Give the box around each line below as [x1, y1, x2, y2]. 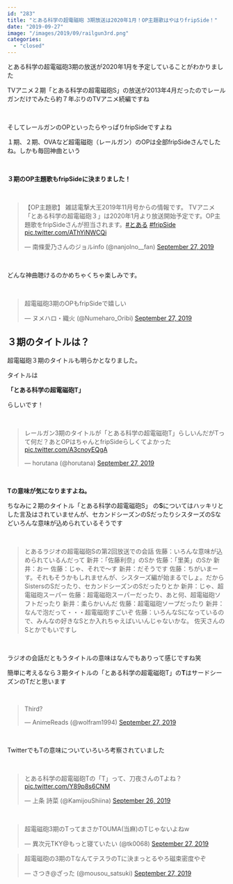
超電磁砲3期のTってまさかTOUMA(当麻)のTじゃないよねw [24, 824, 190, 832]
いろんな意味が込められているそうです [13, 519, 123, 527]
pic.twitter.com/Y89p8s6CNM [24, 782, 111, 790]
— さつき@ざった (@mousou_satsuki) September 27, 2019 [24, 869, 192, 877]
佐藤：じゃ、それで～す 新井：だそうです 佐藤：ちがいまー [50, 565, 219, 573]
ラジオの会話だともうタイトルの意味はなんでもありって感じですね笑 [7, 654, 202, 662]
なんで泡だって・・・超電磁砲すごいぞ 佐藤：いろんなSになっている [24, 608, 218, 616]
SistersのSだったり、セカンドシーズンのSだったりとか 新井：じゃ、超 [24, 582, 224, 590]
